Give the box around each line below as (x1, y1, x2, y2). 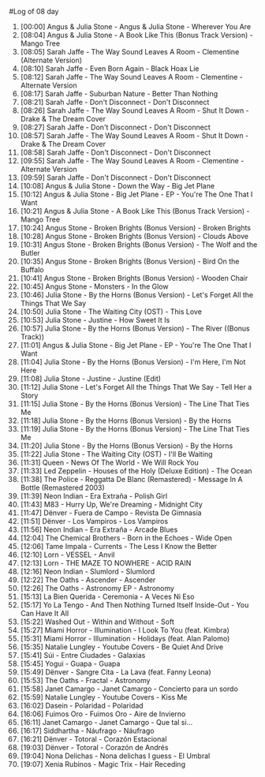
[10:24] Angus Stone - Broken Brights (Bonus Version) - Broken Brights (20, 223, 252, 232)
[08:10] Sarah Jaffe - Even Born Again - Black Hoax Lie (20, 64, 200, 73)
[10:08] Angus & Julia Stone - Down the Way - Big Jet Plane (20, 181, 215, 190)
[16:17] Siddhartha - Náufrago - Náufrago (20, 726, 155, 735)
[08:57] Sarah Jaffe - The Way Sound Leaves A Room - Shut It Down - (20, 131, 249, 140)
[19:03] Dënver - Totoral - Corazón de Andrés (20, 743, 169, 752)
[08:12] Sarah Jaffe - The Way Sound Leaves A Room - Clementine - (20, 73, 244, 81)
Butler (20, 248, 40, 257)
